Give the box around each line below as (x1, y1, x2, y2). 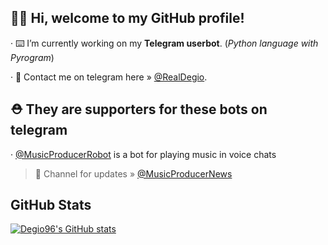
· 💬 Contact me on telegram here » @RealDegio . (10, 71, 208, 83)
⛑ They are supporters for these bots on (10, 101, 268, 118)
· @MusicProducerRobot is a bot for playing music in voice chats (10, 148, 277, 160)
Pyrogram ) (10, 51, 55, 63)
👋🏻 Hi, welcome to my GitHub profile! (10, 10, 245, 27)
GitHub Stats (10, 197, 92, 214)
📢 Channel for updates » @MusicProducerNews (34, 167, 233, 180)
